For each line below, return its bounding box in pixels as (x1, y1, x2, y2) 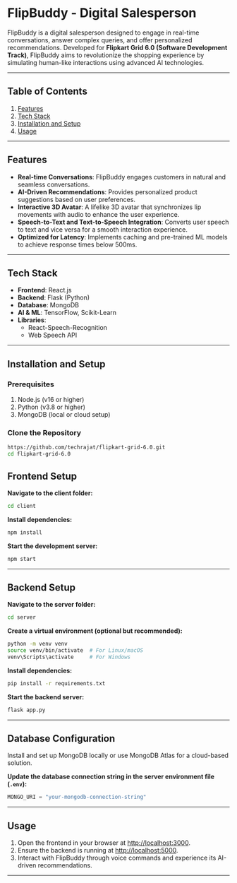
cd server (7, 614, 37, 621)
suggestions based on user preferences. (17, 195, 136, 203)
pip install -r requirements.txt (7, 680, 106, 687)
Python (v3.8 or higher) (17, 403, 86, 411)
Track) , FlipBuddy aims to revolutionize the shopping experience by (7, 51, 205, 59)
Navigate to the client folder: (7, 489, 93, 497)
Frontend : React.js (17, 286, 72, 295)
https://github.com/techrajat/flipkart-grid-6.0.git (7, 444, 166, 451)
